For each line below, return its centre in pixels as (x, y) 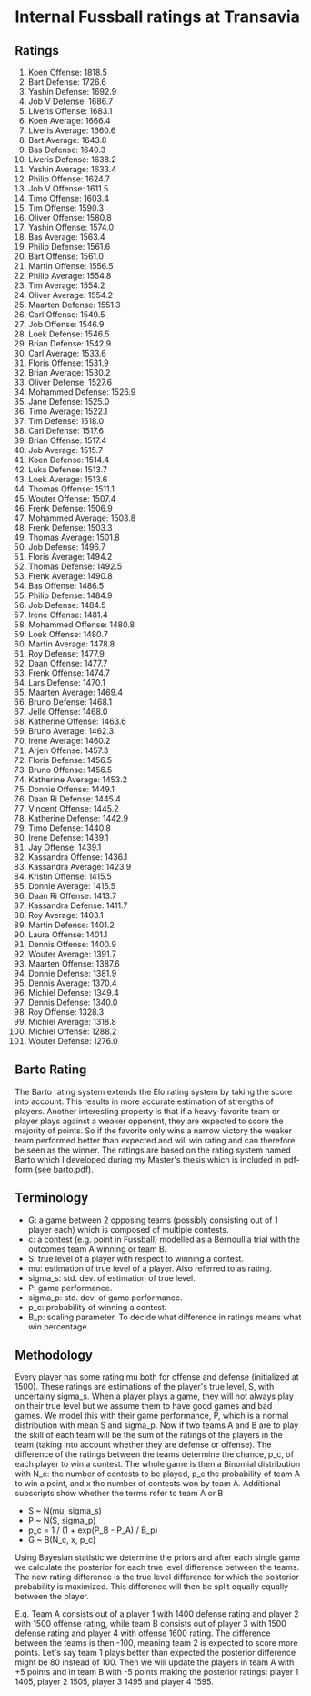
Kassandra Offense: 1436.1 (78, 857)
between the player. (52, 1597)
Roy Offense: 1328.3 (66, 1012)
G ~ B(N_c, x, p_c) (62, 1540)
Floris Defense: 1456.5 (70, 760)
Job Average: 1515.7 (65, 450)
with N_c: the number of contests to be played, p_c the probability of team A (158, 1474)
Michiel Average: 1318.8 (72, 1022)
